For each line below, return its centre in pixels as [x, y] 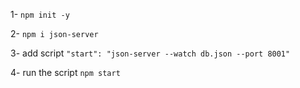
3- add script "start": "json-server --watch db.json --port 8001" [150, 53]
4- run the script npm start [65, 72]
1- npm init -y [40, 14]
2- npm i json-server [54, 33]
